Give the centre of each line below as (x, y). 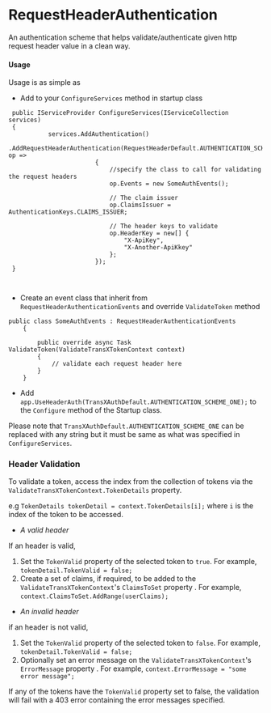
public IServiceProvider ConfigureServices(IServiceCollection (120, 113)
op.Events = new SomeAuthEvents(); (169, 184)
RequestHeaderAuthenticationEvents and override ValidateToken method (140, 307)
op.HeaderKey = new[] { (149, 233)
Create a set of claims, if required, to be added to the (108, 579)
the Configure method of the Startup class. (91, 410)
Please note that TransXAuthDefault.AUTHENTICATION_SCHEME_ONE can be (126, 426)
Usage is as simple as (44, 83)
